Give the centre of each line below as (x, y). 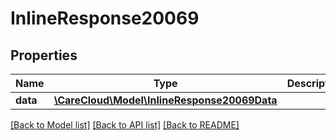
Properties (44, 55)
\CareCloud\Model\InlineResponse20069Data (165, 100)
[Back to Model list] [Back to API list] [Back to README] (125, 125)
